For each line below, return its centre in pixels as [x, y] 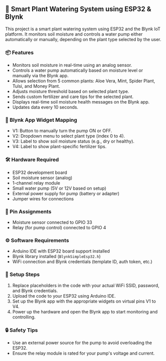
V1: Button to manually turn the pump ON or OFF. [62, 131]
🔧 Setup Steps [23, 274]
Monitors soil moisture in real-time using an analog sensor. [72, 65]
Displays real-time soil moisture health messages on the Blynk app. [81, 102]
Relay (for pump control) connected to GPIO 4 [59, 228]
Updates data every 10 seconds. [45, 107]
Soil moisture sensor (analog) [42, 178]
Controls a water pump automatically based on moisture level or [78, 70]
